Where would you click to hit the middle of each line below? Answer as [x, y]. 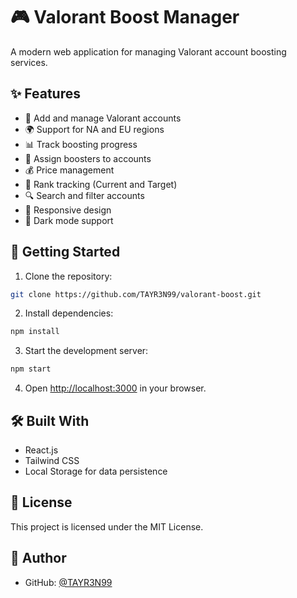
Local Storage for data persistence [96, 471]
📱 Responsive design [68, 210]
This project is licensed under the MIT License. [107, 526]
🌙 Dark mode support [69, 220]
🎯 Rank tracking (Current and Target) [101, 184]
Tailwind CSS [52, 460]
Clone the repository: [68, 276]
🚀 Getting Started [65, 252]
